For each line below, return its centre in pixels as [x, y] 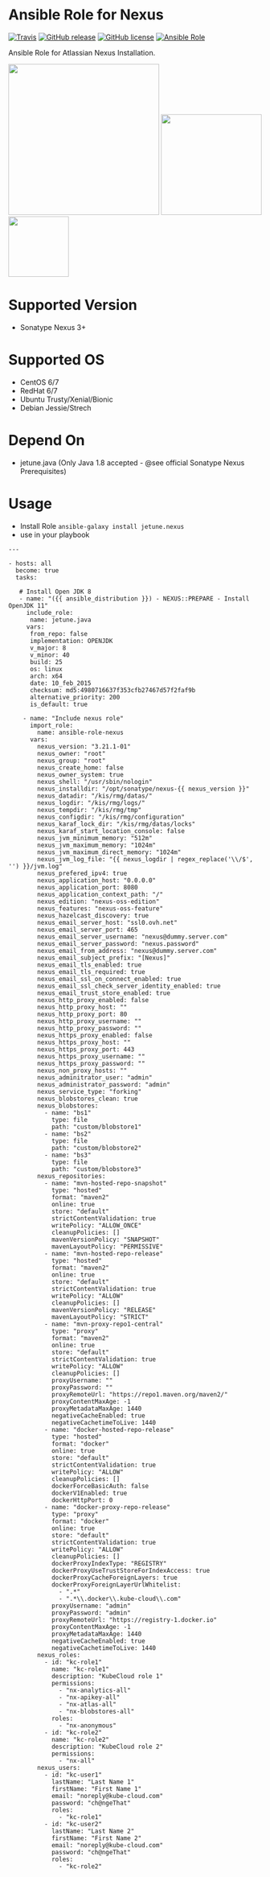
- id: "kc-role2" [73, 1732]
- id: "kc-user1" [73, 1775]
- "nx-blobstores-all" [97, 1711]
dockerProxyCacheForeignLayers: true [115, 1578]
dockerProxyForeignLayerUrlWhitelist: [116, 1584]
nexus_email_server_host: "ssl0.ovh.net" [108, 922]
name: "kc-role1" [80, 1669]
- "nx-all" [77, 1760]
